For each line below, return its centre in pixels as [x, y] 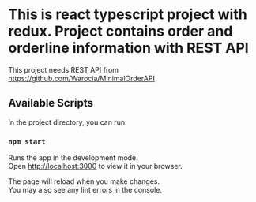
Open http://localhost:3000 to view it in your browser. [96, 166]
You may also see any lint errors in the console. [85, 190]
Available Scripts [51, 103]
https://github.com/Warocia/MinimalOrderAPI [82, 78]
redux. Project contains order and [120, 31]
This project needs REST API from [64, 69]
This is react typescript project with [128, 15]
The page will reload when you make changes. [84, 181]
